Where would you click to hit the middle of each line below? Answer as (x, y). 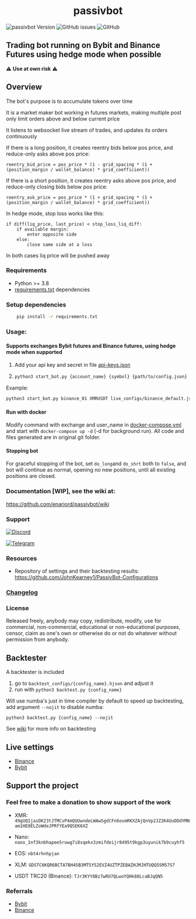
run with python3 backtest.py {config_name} (68, 690)
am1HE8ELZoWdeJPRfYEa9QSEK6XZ (51, 826)
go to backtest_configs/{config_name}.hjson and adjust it (84, 683)
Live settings (30, 747)
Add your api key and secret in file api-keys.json (72, 365)
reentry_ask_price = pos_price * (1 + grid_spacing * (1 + (79, 197)
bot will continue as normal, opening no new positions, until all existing (91, 470)
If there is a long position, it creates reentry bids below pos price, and (90, 147)
